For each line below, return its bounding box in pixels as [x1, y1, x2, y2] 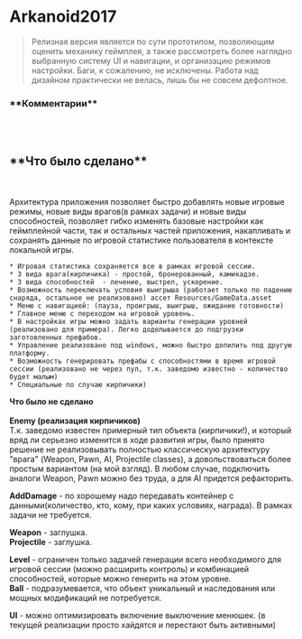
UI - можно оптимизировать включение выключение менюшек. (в [9, 610, 266, 621]
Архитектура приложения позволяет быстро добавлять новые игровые [9, 197, 286, 208]
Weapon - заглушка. [9, 527, 88, 538]
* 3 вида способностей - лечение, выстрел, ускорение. [9, 278, 224, 287]
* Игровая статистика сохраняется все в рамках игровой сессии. [9, 262, 256, 272]
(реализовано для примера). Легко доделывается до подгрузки [9, 325, 244, 335]
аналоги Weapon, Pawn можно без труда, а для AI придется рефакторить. [9, 473, 294, 484]
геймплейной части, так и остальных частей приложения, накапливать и [9, 226, 291, 236]
